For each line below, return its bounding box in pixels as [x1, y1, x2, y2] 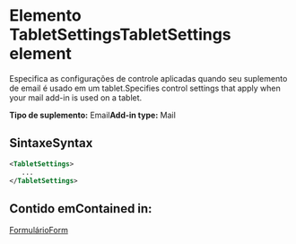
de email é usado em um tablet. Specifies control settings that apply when [9, 83, 281, 93]
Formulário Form [9, 225, 69, 236]
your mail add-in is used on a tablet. [9, 91, 143, 103]
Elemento [9, 5, 83, 26]
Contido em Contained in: [9, 201, 152, 216]
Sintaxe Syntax [9, 135, 93, 151]
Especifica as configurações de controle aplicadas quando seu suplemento [9, 73, 288, 83]
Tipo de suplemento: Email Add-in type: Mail [9, 109, 177, 120]
